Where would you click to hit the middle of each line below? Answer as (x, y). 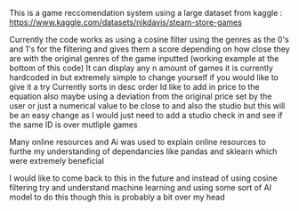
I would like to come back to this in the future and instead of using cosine (143, 178)
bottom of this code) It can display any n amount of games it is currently (141, 68)
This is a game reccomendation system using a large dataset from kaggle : (146, 13)
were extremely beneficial (57, 161)
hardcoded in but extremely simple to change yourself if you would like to (144, 77)
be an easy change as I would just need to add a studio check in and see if (146, 115)
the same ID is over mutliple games (73, 125)
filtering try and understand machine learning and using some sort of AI (141, 187)
